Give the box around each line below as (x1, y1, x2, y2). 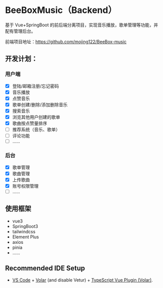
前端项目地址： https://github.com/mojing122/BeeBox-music (5, 38, 127, 45)
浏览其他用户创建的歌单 (12, 114, 60, 120)
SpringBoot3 (12, 223, 39, 229)
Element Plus (12, 234, 39, 240)
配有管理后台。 (5, 28, 36, 34)
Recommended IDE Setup (5, 264, 85, 273)
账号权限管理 (12, 183, 39, 189)
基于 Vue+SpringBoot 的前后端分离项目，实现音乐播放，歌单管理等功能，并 (5, 22, 158, 28)
